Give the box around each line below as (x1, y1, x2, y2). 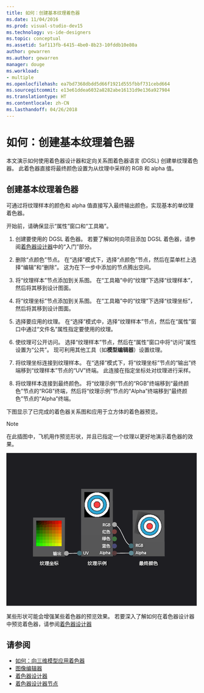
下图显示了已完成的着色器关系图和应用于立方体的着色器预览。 (6, 408, 161, 415)
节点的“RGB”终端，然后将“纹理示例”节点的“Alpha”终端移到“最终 (23, 387, 183, 394)
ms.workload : (6, 68, 40, 74)
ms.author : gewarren (6, 55, 59, 61)
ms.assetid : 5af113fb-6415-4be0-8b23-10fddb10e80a (6, 42, 138, 48)
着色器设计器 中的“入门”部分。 (20, 243, 96, 250)
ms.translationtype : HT (6, 94, 67, 100)
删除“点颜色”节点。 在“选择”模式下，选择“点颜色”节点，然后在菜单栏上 (15, 255, 191, 263)
